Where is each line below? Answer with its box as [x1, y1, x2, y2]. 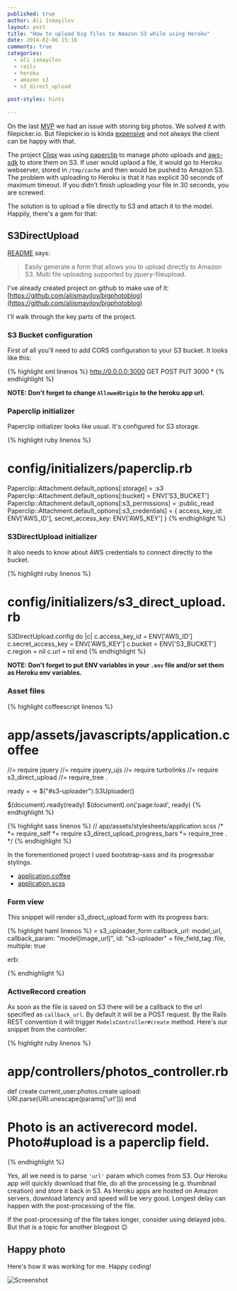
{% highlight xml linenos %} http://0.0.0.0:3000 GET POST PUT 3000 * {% [7, 367, 225, 376]
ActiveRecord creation [7, 986, 86, 996]
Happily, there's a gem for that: [7, 209, 98, 218]
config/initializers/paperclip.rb [7, 461, 192, 477]
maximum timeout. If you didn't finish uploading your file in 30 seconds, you [7, 180, 229, 189]
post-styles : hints [7, 96, 65, 103]
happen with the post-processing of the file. [7, 1202, 136, 1210]
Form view [7, 896, 45, 906]
